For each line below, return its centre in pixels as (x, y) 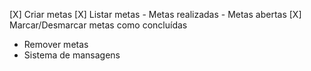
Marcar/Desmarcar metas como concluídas (98, 25)
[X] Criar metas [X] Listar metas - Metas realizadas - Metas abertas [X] (155, 14)
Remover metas (56, 44)
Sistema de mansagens (72, 55)
